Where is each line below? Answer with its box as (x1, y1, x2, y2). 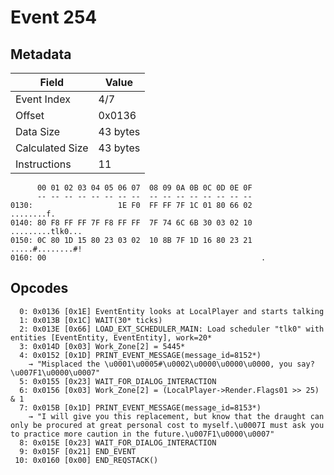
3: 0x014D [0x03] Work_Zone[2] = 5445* (19, 341, 186, 351)
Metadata (10, 46, 72, 63)
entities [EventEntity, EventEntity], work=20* (10, 332, 213, 343)
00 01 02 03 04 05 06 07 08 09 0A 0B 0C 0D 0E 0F (36, 183, 253, 193)
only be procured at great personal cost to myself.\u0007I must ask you (10, 420, 325, 430)
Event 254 (10, 6, 98, 29)
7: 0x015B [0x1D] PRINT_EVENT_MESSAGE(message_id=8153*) (19, 402, 262, 413)
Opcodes (10, 280, 69, 297)
